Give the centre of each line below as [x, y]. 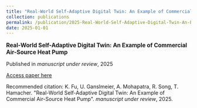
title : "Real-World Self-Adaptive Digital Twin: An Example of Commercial [99, 11]
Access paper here [29, 75]
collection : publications [38, 17]
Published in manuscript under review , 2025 [60, 64]
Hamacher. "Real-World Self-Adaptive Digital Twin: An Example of [86, 93]
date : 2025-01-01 [27, 28]
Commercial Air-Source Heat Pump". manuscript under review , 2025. [89, 99]
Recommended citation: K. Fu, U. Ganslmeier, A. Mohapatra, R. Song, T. [92, 86]
